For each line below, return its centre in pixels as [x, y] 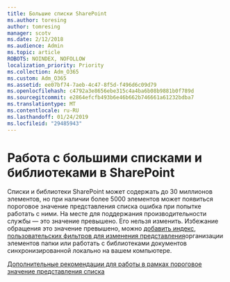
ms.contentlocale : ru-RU [43, 110]
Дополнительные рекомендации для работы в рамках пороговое [105, 264]
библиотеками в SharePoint [91, 173]
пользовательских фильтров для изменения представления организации [115, 236]
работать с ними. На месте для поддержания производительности [107, 214]
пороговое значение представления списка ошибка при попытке [104, 206]
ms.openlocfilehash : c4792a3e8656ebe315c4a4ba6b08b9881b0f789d [101, 91]
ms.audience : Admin [35, 46]
